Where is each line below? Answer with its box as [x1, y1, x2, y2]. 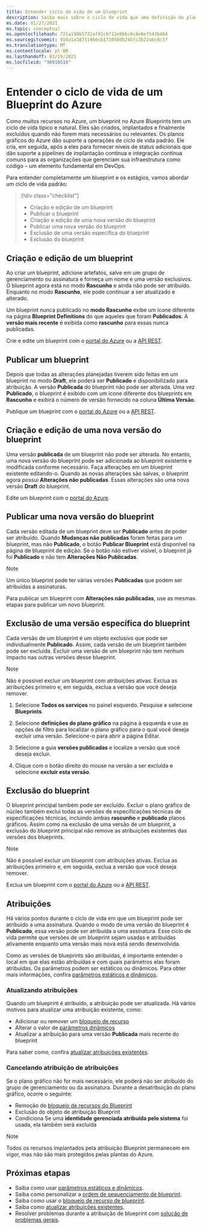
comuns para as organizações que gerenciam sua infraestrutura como [6, 156, 181, 163]
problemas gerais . [14, 1216, 60, 1223]
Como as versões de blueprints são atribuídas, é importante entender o [6, 952, 183, 959]
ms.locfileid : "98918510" [6, 59, 71, 65]
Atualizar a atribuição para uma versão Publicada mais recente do [14, 1030, 179, 1038]
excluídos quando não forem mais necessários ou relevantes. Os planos [6, 131, 185, 138]
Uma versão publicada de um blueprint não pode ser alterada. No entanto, [6, 451, 191, 458]
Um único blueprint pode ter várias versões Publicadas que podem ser [6, 576, 182, 584]
